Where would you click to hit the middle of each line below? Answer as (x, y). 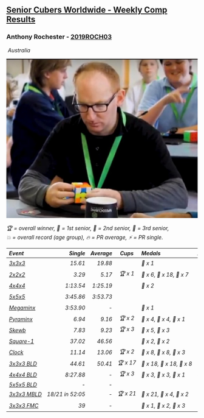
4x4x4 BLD (23, 375)
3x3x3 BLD (23, 363)
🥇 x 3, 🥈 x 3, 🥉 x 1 (163, 375)
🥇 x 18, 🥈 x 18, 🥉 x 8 (167, 363)
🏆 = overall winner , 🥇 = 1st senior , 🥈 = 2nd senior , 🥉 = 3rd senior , (88, 228)
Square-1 (22, 341)
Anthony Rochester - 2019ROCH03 (59, 37)
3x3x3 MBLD (25, 394)
